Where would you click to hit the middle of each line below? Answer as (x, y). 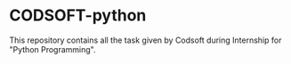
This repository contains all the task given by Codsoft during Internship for (145, 40)
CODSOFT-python (78, 16)
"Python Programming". (53, 49)
